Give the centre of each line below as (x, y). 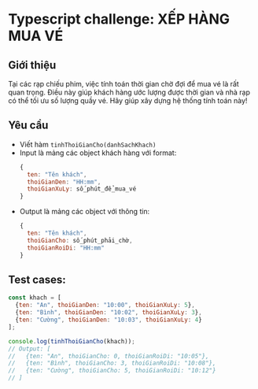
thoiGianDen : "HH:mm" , (64, 182)
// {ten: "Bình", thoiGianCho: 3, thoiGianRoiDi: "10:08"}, (112, 363)
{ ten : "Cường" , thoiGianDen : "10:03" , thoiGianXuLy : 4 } (109, 320)
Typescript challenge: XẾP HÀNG (119, 19)
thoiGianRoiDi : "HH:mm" (66, 248)
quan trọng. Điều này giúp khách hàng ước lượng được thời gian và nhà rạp (129, 92)
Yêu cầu (28, 126)
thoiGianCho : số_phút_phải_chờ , (80, 240)
